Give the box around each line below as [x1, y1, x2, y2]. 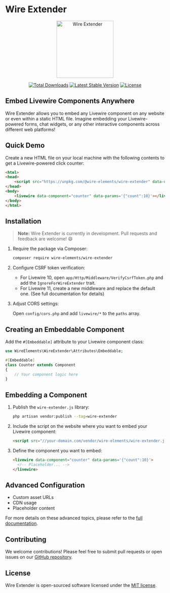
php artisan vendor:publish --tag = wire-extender [12, 414, 117, 419]
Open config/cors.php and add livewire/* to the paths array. [12, 310, 141, 317]
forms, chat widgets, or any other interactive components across [24, 121, 160, 127]
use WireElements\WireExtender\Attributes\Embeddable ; [5, 349, 123, 354]
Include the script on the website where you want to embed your [12, 423, 148, 429]
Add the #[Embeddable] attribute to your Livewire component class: [5, 339, 144, 345]
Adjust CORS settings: [12, 301, 59, 307]
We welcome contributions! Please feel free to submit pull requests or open [5, 549, 162, 555]
